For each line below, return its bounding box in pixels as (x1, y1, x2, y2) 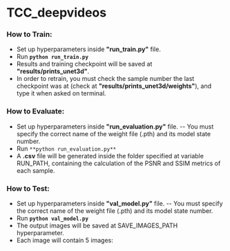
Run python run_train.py (16, 53, 89, 61)
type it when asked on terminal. (16, 89, 106, 97)
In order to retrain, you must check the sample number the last (16, 75, 195, 83)
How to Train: (6, 30, 52, 39)
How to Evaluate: (6, 106, 65, 116)
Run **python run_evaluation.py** (16, 144, 117, 153)
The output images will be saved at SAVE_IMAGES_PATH (16, 221, 178, 230)
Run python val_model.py (16, 214, 89, 223)
